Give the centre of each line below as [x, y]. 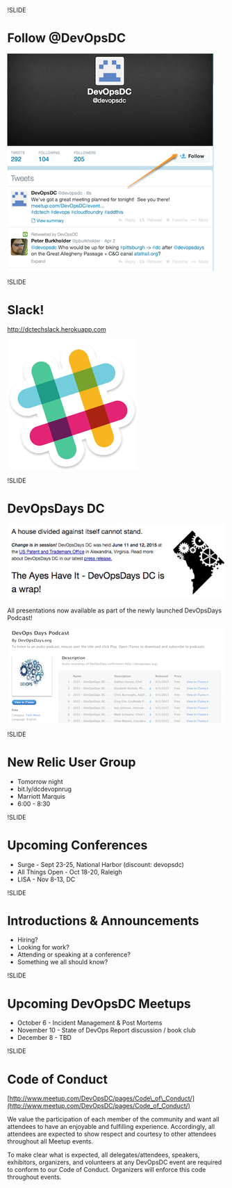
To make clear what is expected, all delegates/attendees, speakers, [103, 1155]
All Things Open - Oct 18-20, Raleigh [70, 872]
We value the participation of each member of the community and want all [114, 1119]
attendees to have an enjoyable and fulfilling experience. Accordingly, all [111, 1127]
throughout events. [34, 1177]
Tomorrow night [40, 781]
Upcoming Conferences [77, 845]
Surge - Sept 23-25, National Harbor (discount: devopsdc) [100, 864]
